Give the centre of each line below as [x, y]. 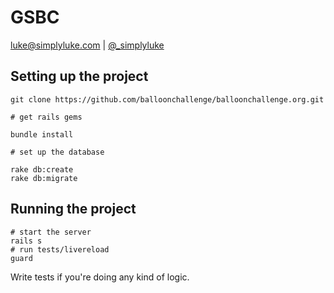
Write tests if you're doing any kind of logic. [100, 277]
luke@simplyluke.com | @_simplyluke [87, 45]
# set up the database [57, 152]
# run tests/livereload [60, 249]
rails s [26, 241]
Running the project [73, 209]
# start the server [51, 232]
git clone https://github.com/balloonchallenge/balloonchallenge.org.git [167, 99]
